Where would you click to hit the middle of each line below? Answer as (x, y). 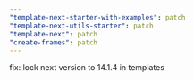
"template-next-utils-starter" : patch (81, 26)
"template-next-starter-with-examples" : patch (97, 17)
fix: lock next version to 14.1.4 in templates (87, 68)
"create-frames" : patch (54, 42)
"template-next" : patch (54, 34)
